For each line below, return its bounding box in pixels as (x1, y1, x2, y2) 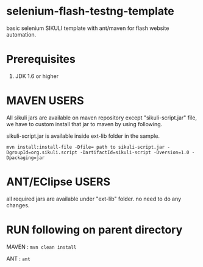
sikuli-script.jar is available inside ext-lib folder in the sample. (6, 132, 160, 140)
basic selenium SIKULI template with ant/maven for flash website (6, 24, 169, 32)
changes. (6, 201, 30, 208)
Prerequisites (6, 52, 76, 66)
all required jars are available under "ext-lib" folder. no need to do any (6, 195, 182, 202)
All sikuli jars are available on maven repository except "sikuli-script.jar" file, (6, 114, 197, 121)
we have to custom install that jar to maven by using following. (6, 120, 163, 127)
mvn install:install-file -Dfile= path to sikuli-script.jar (6, 144, 165, 150)
